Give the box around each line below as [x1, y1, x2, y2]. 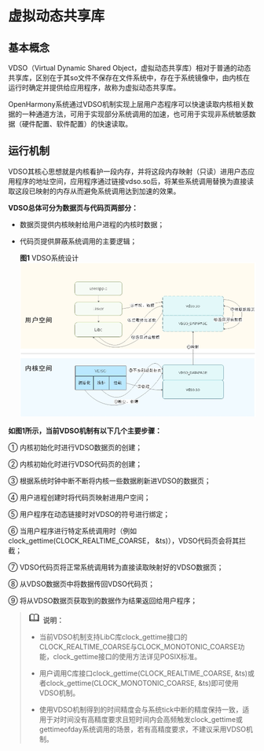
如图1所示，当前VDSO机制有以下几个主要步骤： [8, 426, 163, 436]
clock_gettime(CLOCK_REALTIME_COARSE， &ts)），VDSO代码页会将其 [8, 536, 240, 546]
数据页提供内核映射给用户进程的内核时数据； [19, 219, 165, 229]
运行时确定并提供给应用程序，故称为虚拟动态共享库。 [8, 83, 181, 92]
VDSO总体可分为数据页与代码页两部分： [8, 203, 139, 212]
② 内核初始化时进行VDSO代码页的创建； [8, 460, 143, 469]
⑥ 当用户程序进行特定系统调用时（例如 [8, 526, 137, 536]
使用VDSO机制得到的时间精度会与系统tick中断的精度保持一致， [38, 705, 243, 715]
